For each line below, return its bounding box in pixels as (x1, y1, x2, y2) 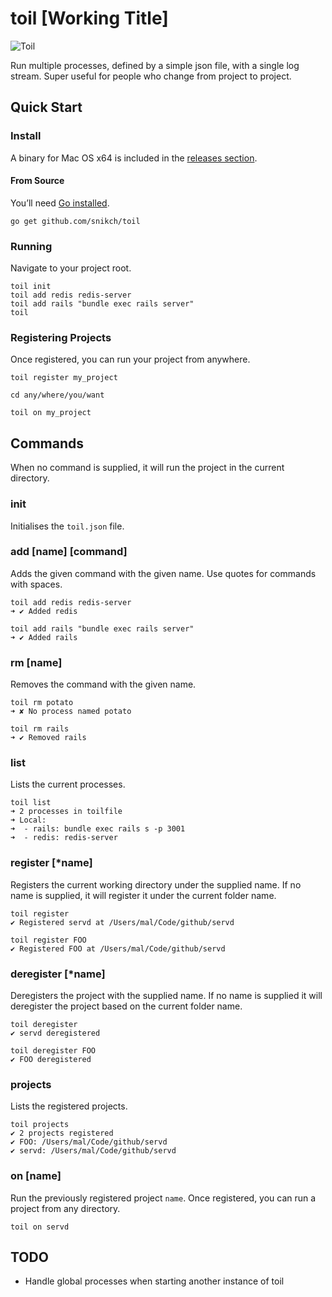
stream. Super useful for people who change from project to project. (10, 70, 292, 82)
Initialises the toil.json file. (10, 520, 125, 532)
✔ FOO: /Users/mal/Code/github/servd (10, 1137, 168, 1147)
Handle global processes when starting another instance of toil (24, 1275, 285, 1287)
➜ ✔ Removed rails (10, 733, 87, 743)
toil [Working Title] (10, 7, 169, 30)
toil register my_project (10, 373, 118, 383)
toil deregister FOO (10, 1046, 97, 1056)
